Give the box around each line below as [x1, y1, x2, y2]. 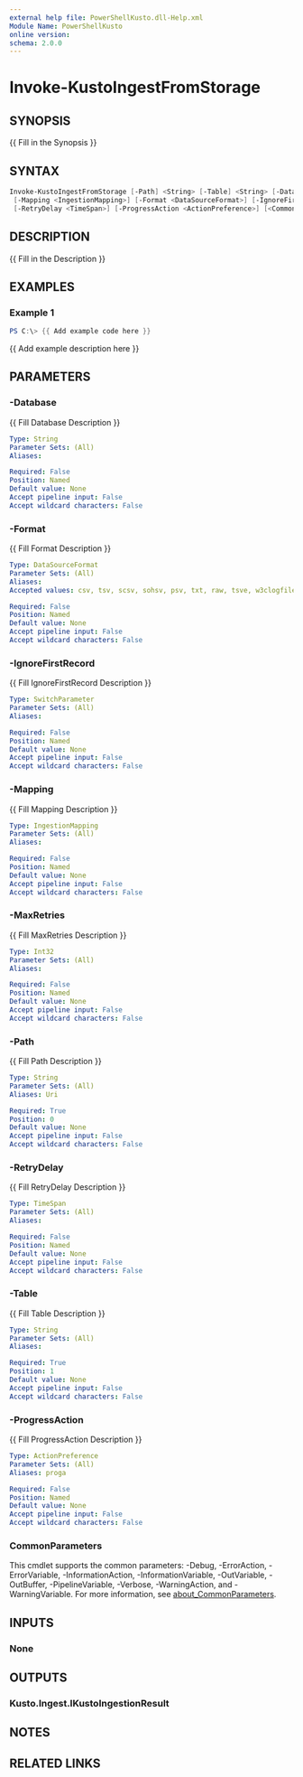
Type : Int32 [9, 947, 54, 956]
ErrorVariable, [9, 1569, 61, 1581]
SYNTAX [9, 164, 60, 179]
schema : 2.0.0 [9, 38, 63, 48]
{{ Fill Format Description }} [9, 543, 112, 554]
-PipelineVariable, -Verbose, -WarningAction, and [49, 1579, 233, 1590]
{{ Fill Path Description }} [9, 1056, 102, 1067]
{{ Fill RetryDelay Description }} [9, 1182, 126, 1192]
